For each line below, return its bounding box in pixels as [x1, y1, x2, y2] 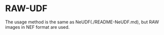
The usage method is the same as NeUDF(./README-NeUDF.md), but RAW [5, 19, 159, 25]
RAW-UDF [5, 3, 48, 14]
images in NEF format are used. [5, 24, 70, 30]
